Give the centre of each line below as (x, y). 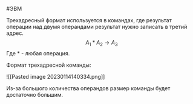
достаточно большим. (35, 94)
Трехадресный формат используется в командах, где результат (89, 20)
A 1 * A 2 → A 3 (102, 43)
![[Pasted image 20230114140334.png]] (56, 76)
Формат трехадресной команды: (49, 65)
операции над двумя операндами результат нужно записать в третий (97, 27)
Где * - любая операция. (38, 53)
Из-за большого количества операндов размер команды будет (88, 88)
